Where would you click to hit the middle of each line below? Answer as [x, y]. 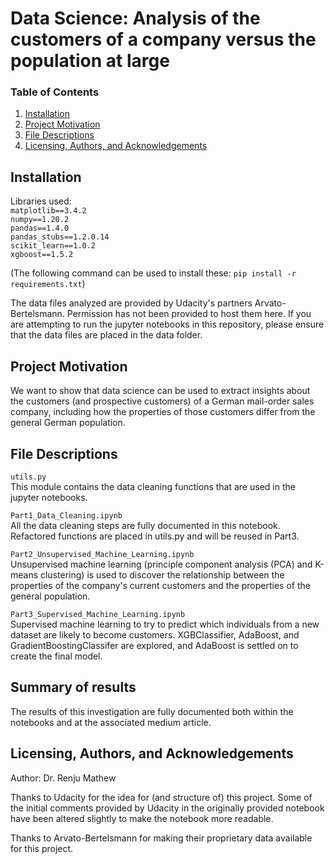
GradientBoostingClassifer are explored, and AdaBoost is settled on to [154, 645]
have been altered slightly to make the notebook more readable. [142, 818]
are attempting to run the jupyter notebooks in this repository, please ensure [167, 324]
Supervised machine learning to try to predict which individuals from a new [165, 624]
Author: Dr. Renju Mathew [63, 778]
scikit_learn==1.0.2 [53, 246]
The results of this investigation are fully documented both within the [152, 711]
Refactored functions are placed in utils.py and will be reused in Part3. [155, 536]
